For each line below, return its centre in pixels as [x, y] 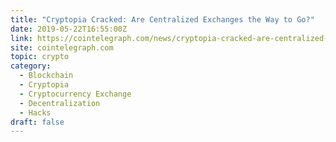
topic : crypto [40, 57]
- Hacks [35, 112]
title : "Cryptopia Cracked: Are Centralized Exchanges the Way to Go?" [162, 19]
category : [31, 66]
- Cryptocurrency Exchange [75, 94]
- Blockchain [46, 76]
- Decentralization [60, 103]
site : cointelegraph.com [62, 47]
